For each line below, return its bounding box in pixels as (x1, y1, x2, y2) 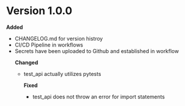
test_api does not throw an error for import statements (32, 93, 165, 100)
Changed (14, 59, 39, 66)
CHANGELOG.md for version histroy (14, 35, 103, 42)
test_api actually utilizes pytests (23, 70, 101, 77)
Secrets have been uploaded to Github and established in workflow (14, 47, 179, 54)
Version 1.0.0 (6, 4, 72, 18)
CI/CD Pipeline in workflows (14, 41, 84, 48)
